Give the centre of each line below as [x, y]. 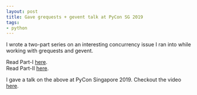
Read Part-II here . [27, 69]
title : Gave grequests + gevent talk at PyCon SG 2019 [75, 17]
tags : [13, 22]
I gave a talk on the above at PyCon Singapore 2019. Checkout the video [94, 80]
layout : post [22, 11]
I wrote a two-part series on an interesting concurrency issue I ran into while [98, 45]
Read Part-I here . [27, 62]
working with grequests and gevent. [50, 51]
